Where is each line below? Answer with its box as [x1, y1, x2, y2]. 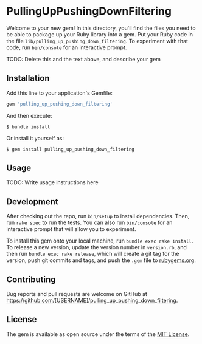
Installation [6, 73, 50, 83]
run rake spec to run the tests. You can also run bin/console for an [6, 219, 173, 226]
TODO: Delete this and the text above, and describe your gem [6, 55, 161, 63]
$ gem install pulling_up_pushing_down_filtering [6, 146, 135, 153]
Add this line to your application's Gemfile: [6, 89, 113, 97]
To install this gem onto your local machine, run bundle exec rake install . [6, 237, 193, 244]
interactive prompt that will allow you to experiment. [6, 225, 136, 233]
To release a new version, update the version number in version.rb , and [6, 244, 187, 251]
